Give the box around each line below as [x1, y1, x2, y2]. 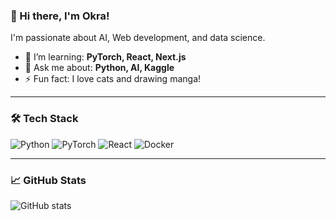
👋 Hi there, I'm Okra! [10, 9, 110, 23]
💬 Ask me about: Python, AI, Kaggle [24, 62, 175, 74]
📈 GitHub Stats [10, 173, 87, 187]
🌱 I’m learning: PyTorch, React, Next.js [24, 51, 187, 63]
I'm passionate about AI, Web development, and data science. [10, 32, 266, 44]
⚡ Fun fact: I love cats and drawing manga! [24, 73, 202, 85]
